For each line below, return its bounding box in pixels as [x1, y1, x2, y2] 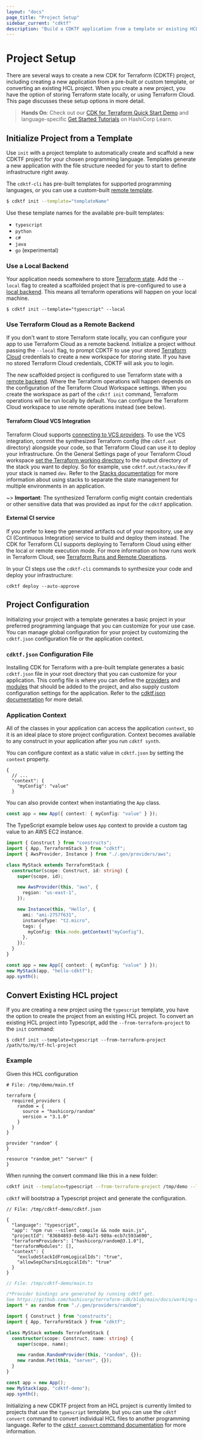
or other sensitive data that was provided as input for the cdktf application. [6, 500, 193, 508]
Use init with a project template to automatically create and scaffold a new [6, 149, 195, 156]
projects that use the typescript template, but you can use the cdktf [6, 1408, 177, 1415]
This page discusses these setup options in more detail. [6, 97, 146, 105]
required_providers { [11, 1098, 66, 1104]
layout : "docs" [6, 8, 45, 15]
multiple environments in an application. [6, 482, 106, 490]
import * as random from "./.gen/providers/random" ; [6, 1302, 142, 1309]
